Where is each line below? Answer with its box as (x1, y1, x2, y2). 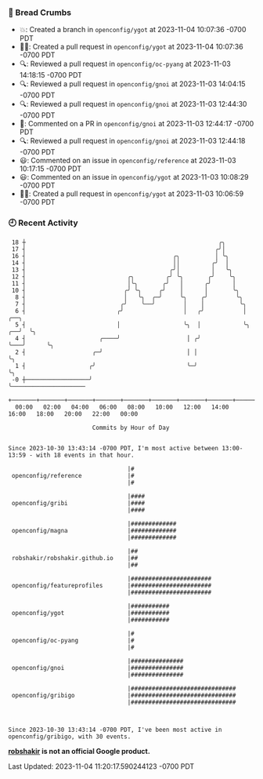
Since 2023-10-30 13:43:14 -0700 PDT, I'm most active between (8, 444, 219, 452)
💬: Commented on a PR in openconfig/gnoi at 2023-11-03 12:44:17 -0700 (19, 119, 254, 129)
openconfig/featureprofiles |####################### (11, 581, 212, 589)
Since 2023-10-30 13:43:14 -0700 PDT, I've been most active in (8, 726, 222, 733)
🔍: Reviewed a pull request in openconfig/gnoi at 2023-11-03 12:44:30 (19, 100, 247, 109)
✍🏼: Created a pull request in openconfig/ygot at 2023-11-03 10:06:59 (19, 189, 244, 198)
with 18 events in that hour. (36, 451, 135, 459)
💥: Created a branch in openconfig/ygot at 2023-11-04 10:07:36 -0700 (19, 25, 247, 35)
